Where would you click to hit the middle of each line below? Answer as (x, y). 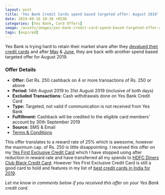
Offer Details (21, 69)
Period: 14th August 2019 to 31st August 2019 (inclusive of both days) (83, 91)
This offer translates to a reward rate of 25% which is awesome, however (79, 142)
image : (12, 28)
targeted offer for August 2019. (36, 57)
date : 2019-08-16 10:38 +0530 (36, 19)
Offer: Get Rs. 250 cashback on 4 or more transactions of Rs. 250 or (82, 80)
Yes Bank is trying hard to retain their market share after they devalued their (82, 46)
